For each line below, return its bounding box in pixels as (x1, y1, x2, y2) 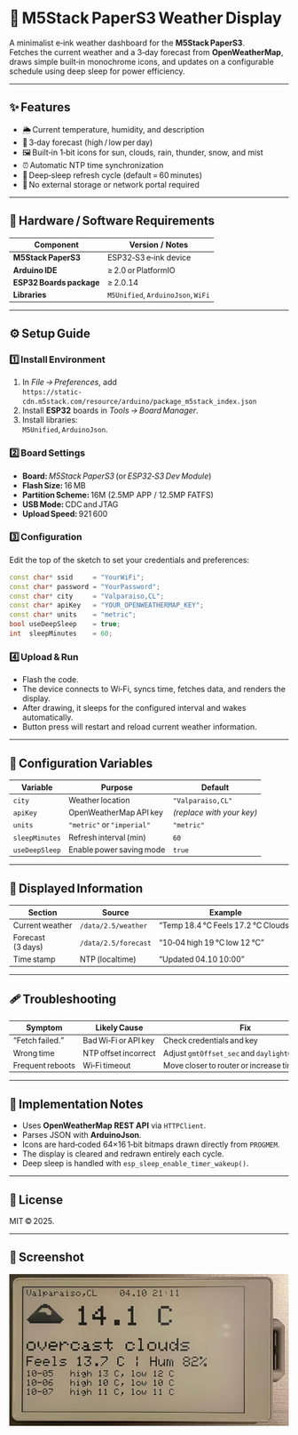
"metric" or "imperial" (67, 819, 151, 830)
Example (209, 907, 242, 917)
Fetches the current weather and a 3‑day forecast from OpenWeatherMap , (9, 46, 284, 57)
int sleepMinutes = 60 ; (9, 629, 114, 639)
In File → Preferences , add (21, 377, 118, 388)
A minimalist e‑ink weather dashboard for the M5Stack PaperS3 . (9, 37, 246, 48)
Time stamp (12, 954, 56, 964)
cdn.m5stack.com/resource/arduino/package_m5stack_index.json (21, 398, 257, 407)
